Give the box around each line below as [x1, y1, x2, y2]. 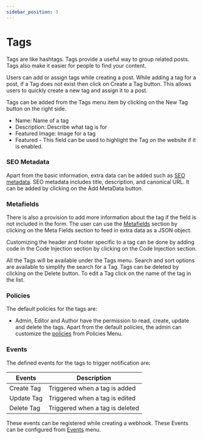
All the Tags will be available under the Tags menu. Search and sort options [6, 257, 195, 264]
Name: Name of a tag [15, 116, 69, 124]
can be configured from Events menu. [6, 426, 101, 433]
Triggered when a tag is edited [48, 394, 136, 402]
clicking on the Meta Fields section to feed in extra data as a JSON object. [6, 227, 192, 234]
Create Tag [9, 384, 41, 392]
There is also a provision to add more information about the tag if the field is [6, 214, 196, 221]
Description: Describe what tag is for [15, 123, 108, 130]
